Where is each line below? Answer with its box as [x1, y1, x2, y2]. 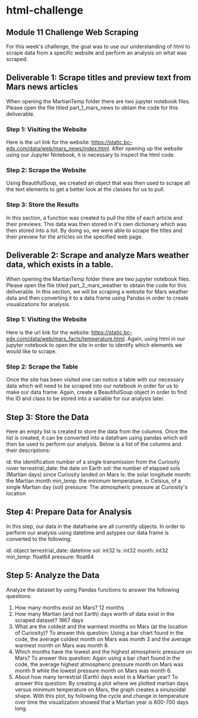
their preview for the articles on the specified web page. [6, 233, 143, 240]
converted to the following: [6, 535, 72, 542]
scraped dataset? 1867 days [14, 617, 84, 624]
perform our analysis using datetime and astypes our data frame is [6, 529, 169, 536]
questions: [6, 592, 32, 599]
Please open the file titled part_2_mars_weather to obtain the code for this [6, 281, 187, 288]
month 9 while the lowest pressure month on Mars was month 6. [14, 667, 172, 674]
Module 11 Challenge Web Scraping [6, 27, 139, 37]
